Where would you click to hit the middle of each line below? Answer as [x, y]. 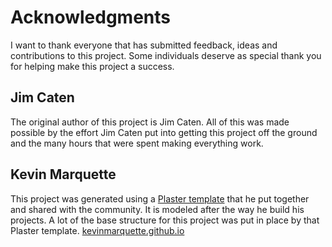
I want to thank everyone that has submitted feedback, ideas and [144, 45]
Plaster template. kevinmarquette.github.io [97, 230]
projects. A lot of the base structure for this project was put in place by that [165, 220]
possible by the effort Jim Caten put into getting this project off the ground [164, 132]
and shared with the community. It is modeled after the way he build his [157, 209]
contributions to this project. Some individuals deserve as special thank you [166, 55]
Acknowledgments [91, 17]
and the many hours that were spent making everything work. [137, 143]
